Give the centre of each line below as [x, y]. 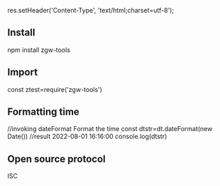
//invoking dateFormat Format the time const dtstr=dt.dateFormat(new [110, 129]
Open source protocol [57, 159]
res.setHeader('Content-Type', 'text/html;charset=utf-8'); [91, 10]
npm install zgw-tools [39, 50]
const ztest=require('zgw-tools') [55, 89]
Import [22, 72]
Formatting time [43, 112]
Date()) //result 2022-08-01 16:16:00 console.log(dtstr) [87, 136]
